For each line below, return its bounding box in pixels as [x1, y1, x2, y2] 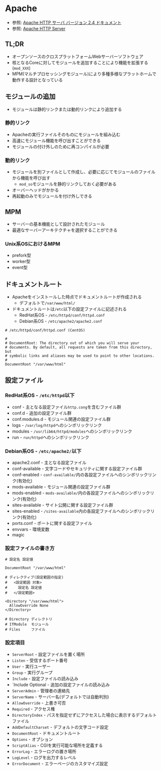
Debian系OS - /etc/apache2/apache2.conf [19, 318, 102, 324]
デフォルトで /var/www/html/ [19, 300, 75, 306]
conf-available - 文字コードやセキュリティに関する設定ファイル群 [12, 466, 143, 471]
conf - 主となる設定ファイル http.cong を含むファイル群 [12, 404, 121, 410]
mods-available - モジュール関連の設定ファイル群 [12, 484, 111, 490]
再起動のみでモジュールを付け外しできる [12, 193, 93, 199]
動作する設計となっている [12, 77, 63, 83]
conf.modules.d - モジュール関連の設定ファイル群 [12, 416, 111, 422]
